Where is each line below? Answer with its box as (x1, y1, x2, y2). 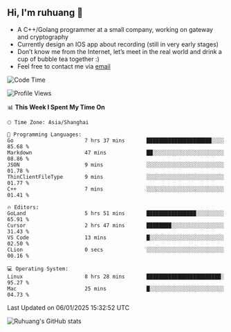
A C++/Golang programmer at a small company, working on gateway (17, 25, 213, 33)
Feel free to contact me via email (17, 62, 111, 70)
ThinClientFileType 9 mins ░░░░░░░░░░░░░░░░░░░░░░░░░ (7, 173, 225, 180)
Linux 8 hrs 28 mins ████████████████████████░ (7, 273, 225, 280)
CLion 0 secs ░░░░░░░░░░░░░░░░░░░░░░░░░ (7, 246, 225, 253)
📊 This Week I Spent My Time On (7, 103, 105, 111)
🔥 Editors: (7, 204, 39, 211)
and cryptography (17, 33, 69, 41)
